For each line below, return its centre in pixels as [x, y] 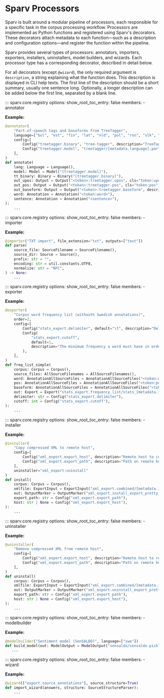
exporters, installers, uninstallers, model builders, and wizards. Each [74, 57]
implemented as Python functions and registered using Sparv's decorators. [81, 32]
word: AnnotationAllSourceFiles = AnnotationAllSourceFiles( [77, 379]
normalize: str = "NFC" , [39, 268]
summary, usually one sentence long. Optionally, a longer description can [79, 88]
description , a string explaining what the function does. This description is [80, 77]
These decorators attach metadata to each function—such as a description [81, 38]
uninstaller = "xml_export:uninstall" [51, 471]
